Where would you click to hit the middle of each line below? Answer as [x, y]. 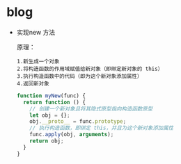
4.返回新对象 [33, 83]
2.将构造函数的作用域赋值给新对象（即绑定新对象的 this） [90, 69]
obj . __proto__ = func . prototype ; [78, 122]
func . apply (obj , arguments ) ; [72, 135]
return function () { [55, 102]
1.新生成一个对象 [38, 61]
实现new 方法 [36, 32]
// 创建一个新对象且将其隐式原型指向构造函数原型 [91, 108]
